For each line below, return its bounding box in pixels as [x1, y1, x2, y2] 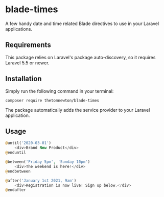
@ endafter [5, 187, 27, 192]
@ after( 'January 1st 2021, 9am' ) [5, 178, 77, 183]
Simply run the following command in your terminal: [5, 88, 114, 94]
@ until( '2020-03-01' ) [5, 140, 52, 146]
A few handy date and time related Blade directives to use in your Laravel [5, 20, 159, 27]
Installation [5, 75, 42, 83]
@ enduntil [5, 150, 27, 155]
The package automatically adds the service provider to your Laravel [5, 107, 150, 113]
